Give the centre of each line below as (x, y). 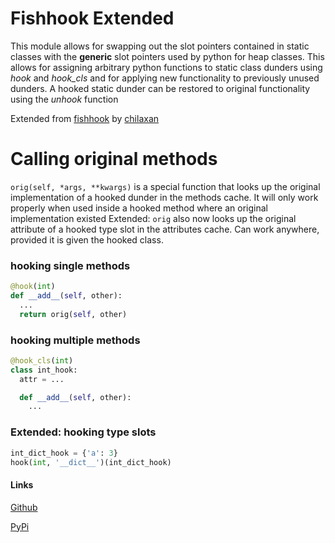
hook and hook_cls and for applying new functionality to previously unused (165, 78)
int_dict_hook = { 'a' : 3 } (64, 453)
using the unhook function (64, 99)
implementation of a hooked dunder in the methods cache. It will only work (164, 197)
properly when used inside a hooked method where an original (139, 208)
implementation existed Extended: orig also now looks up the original (153, 218)
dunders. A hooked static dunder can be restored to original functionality (160, 88)
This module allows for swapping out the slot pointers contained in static (160, 46)
